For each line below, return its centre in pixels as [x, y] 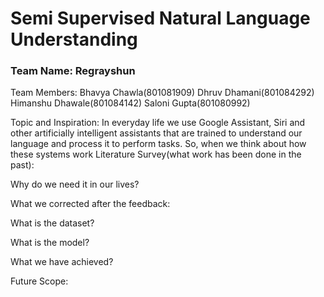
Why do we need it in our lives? [75, 184]
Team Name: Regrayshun [73, 71]
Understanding [74, 39]
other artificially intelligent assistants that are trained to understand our [156, 133]
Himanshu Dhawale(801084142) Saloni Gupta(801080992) [130, 103]
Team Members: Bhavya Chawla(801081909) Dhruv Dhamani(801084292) [162, 93]
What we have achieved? [62, 262]
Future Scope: [39, 281]
